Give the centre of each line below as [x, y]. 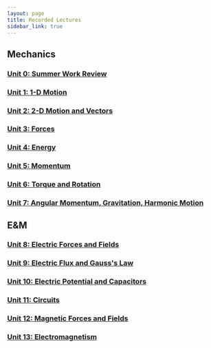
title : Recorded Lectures [44, 20]
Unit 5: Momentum [39, 166]
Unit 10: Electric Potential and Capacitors [77, 281]
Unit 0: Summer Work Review [57, 74]
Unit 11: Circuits [33, 300]
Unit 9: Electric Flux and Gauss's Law [70, 263]
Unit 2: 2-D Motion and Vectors [60, 111]
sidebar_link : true [35, 26]
